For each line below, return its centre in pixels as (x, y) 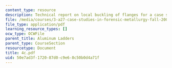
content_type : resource (31, 10)
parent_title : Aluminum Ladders (40, 39)
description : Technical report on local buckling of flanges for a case (84, 15)
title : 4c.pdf (20, 53)
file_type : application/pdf (35, 24)
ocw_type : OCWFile (25, 34)
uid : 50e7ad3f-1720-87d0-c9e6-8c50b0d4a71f (52, 58)
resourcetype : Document (31, 48)
